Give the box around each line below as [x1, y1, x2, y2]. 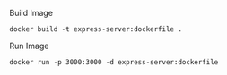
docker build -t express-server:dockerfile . [9, 25, 182, 34]
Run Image [9, 40, 49, 51]
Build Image [9, 8, 54, 18]
